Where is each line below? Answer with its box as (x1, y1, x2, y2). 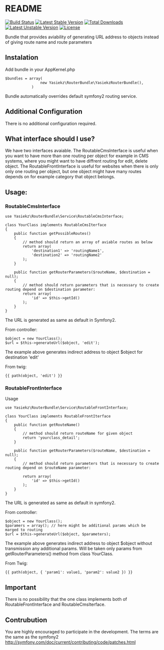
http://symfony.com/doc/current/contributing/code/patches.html (5, 639, 136, 645)
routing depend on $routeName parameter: (5, 465, 91, 471)
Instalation (5, 54, 38, 62)
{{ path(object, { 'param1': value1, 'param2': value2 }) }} (5, 570, 133, 575)
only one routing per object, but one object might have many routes (5, 169, 141, 174)
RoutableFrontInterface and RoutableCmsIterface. (5, 601, 106, 607)
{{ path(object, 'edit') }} (5, 373, 63, 378)
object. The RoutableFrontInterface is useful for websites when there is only (5, 163, 159, 170)
